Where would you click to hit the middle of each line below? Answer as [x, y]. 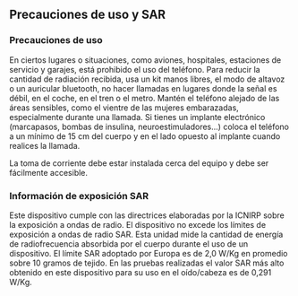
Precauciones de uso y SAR [88, 15]
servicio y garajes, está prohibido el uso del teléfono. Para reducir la [135, 69]
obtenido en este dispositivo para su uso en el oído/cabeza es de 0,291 [140, 272]
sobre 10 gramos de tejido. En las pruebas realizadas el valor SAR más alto [147, 263]
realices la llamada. [45, 145]
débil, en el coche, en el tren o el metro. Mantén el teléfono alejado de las [145, 98]
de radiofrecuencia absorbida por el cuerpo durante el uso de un [129, 244]
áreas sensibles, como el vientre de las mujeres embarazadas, [124, 108]
